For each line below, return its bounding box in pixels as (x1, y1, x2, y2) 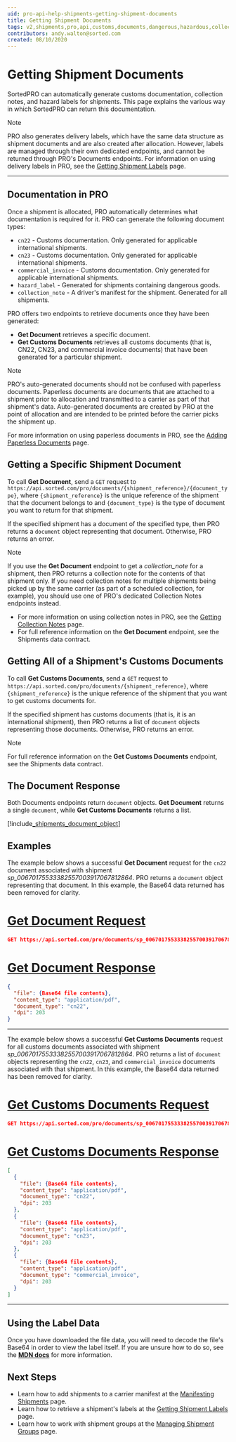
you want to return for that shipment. (7, 506, 114, 514)
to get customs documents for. (7, 696, 96, 704)
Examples (7, 840, 51, 852)
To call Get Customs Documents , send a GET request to (7, 674, 169, 682)
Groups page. (17, 1427, 58, 1435)
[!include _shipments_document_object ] (7, 820, 121, 828)
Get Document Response (7, 960, 156, 976)
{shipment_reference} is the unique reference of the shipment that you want (7, 689, 228, 697)
